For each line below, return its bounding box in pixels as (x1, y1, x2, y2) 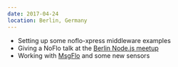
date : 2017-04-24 (7, 10, 59, 18)
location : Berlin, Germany (7, 17, 88, 24)
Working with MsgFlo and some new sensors (17, 51, 150, 60)
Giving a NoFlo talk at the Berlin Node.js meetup (17, 44, 159, 52)
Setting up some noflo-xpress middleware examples (17, 36, 171, 44)
